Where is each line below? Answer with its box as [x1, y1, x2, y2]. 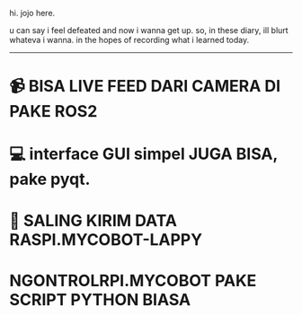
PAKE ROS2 [9, 101, 98, 122]
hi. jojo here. [9, 8, 56, 18]
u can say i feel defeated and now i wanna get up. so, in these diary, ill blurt [9, 25, 289, 35]
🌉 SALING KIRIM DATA [9, 210, 178, 231]
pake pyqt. [9, 170, 91, 189]
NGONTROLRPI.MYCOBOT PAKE [9, 270, 257, 291]
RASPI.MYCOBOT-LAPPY [9, 229, 203, 249]
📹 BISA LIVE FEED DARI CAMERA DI [9, 76, 281, 97]
